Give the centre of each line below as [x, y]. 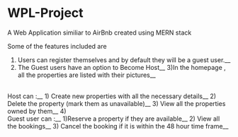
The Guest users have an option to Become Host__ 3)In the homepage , [122, 67]
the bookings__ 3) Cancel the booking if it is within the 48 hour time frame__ [118, 126]
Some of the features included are [57, 46]
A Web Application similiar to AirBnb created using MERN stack [100, 32]
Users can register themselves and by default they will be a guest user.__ [124, 60]
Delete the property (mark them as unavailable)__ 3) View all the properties [117, 103]
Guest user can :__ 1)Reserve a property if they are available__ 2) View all [114, 119]
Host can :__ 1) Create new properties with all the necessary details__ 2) [112, 96]
